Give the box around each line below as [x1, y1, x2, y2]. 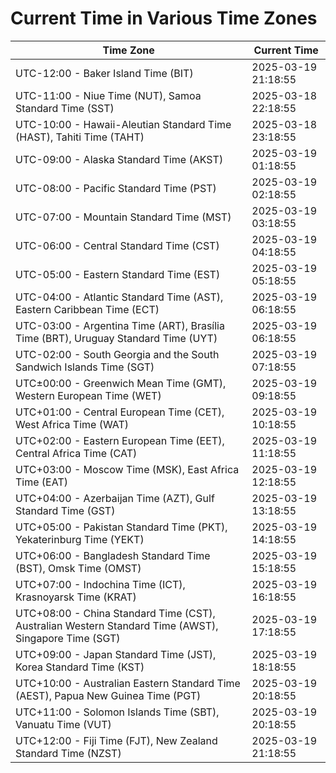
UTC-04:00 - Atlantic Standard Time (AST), [15, 290, 224, 304]
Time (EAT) [15, 475, 68, 489]
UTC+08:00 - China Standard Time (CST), [15, 606, 216, 620]
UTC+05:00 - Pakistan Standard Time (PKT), [15, 520, 228, 534]
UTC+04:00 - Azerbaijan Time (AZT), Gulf [15, 491, 215, 505]
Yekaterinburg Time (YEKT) [15, 532, 145, 546]
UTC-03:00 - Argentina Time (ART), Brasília [15, 318, 225, 332]
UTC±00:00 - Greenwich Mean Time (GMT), [15, 376, 227, 390]
